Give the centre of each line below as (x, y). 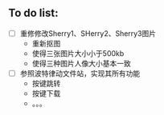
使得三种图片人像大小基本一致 (81, 63)
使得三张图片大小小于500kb (78, 53)
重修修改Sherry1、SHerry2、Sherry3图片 (88, 33)
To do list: (33, 13)
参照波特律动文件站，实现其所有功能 (80, 73)
